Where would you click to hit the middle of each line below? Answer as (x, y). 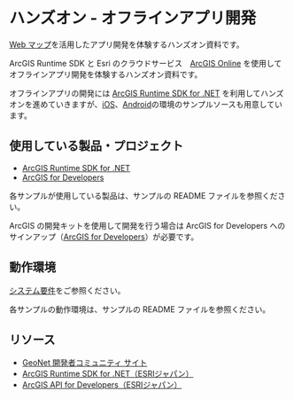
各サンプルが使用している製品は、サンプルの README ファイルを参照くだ (143, 195)
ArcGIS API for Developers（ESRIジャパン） (102, 385)
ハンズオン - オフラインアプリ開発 (133, 18)
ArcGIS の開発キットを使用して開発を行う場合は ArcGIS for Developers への (147, 225)
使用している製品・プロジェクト (97, 146)
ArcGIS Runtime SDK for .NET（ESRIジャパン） (108, 374)
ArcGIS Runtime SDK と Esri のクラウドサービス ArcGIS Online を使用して (146, 63)
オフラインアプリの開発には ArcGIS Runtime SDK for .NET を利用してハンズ (147, 93)
